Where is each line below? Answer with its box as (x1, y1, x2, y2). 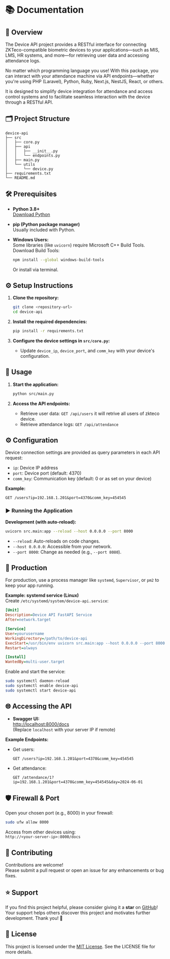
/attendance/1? (22, 775, 54, 780)
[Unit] (5, 608, 19, 613)
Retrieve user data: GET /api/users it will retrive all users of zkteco (20, 410, 160, 416)
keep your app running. (5, 582, 54, 588)
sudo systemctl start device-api (5, 687, 76, 693)
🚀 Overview (5, 28, 43, 36)
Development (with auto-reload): (5, 519, 76, 525)
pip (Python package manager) (12, 221, 80, 227)
